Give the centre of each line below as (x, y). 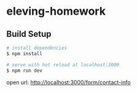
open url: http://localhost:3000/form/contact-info (68, 82)
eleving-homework (56, 11)
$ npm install (25, 53)
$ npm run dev (25, 71)
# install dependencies (37, 48)
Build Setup (29, 34)
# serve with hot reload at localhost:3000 (63, 65)
